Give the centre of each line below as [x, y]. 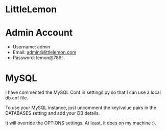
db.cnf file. [17, 98]
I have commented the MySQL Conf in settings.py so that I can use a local [83, 92]
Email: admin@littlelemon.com [44, 53]
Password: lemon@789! [38, 58]
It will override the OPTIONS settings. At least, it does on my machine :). [81, 123]
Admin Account [39, 33]
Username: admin [31, 47]
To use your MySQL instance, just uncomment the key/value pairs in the [81, 108]
